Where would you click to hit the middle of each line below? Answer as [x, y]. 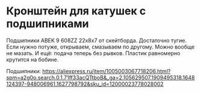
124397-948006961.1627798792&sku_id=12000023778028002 [85, 84]
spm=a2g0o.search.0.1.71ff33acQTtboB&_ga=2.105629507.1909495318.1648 [100, 77]
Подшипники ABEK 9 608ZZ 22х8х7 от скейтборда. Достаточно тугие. [97, 40]
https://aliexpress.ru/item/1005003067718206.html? [106, 71]
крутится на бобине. [32, 59]
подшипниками [48, 24]
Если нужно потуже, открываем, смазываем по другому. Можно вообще [100, 47]
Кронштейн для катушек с [76, 11]
